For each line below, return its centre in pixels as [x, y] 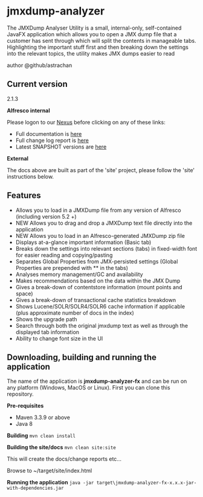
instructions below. [30, 176]
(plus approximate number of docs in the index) [75, 313]
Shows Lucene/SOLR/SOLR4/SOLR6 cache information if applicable [100, 306]
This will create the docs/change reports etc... [64, 459]
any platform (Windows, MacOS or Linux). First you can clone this [89, 388]
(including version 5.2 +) [46, 216]
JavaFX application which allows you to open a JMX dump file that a [92, 34]
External [18, 158]
